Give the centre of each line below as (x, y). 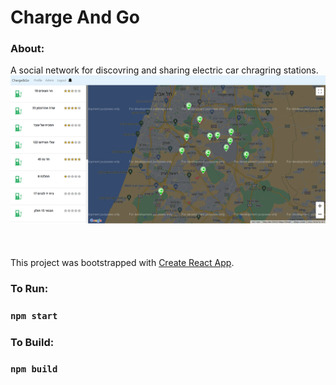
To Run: (29, 288)
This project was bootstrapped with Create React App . (122, 262)
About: (27, 49)
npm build (34, 369)
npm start (34, 315)
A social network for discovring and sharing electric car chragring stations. (164, 70)
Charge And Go (75, 17)
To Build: (32, 342)
